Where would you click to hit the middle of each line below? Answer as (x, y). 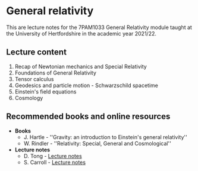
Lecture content (37, 52)
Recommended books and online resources (88, 117)
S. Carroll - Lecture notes (55, 162)
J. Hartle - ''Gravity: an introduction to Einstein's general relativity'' (105, 137)
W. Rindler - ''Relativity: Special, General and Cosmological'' (97, 143)
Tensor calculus (34, 79)
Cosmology (29, 98)
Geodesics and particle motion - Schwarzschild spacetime (87, 85)
